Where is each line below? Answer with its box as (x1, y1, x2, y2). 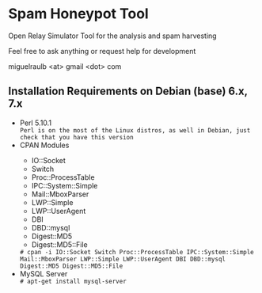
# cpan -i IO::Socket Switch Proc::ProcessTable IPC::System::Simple (19, 248, 255, 256)
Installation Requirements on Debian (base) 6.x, (8, 85, 248, 98)
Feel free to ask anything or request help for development (8, 46, 196, 55)
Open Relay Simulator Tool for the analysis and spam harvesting (8, 31, 217, 40)
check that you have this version (19, 133, 134, 141)
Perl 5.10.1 (19, 118, 52, 127)
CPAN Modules (19, 140, 70, 150)
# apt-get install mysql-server (19, 277, 127, 285)
